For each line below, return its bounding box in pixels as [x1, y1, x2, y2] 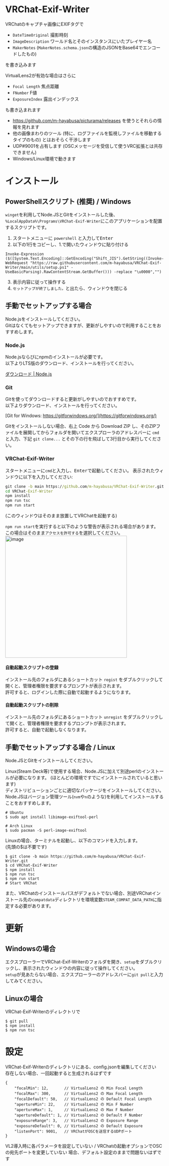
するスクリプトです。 [5, 224, 50, 230]
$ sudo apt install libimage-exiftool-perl [5, 814, 99, 820]
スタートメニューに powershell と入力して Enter [12, 235, 114, 241]
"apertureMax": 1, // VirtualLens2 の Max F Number [14, 1107, 134, 1112]
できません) [12, 149, 37, 155]
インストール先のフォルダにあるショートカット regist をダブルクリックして [5, 677, 163, 683]
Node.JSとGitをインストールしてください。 [5, 758, 95, 764]
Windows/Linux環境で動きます [12, 155, 76, 162]
